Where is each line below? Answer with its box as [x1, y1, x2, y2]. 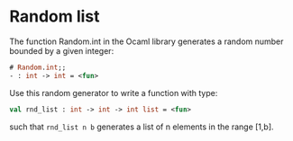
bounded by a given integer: [9, 45, 114, 56]
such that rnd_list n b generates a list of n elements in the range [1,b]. [9, 121, 274, 132]
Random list [9, 6, 101, 27]
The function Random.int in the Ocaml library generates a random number [9, 36, 284, 47]
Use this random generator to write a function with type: [9, 87, 218, 98]
